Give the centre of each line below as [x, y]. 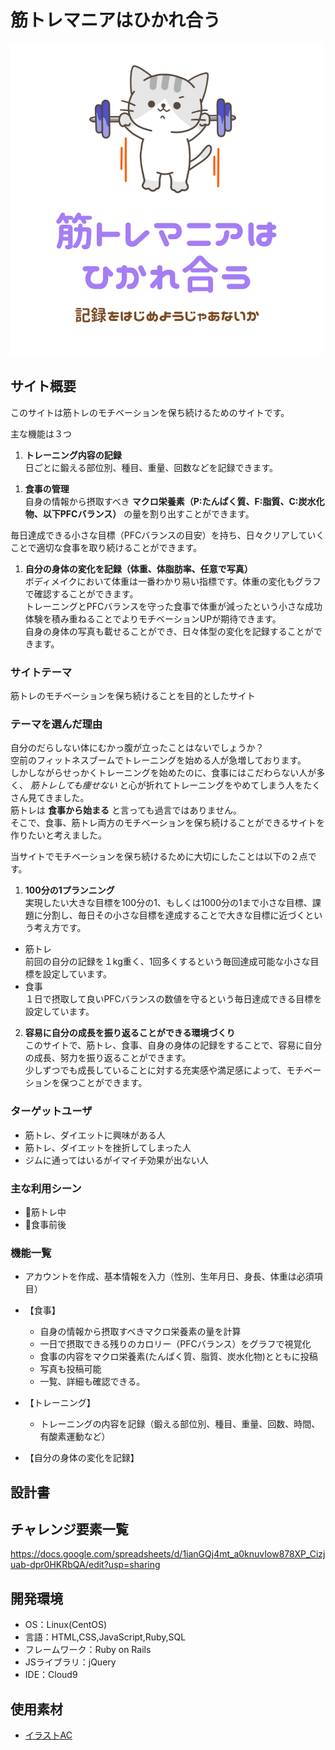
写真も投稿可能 [70, 1369]
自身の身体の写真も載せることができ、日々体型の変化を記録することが [169, 631]
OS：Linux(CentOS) [66, 1625]
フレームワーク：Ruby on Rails [88, 1650]
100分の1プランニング [69, 890]
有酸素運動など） [75, 1437]
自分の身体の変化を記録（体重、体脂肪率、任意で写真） [138, 568]
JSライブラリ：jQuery [70, 1662]
